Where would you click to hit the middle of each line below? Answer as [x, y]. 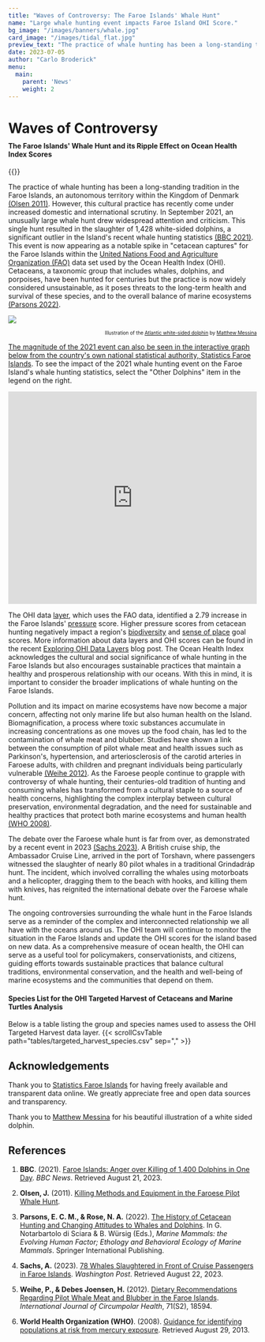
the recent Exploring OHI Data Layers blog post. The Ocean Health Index [126, 649]
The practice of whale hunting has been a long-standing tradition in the [124, 187]
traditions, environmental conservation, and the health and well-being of [125, 972]
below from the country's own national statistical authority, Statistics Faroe [129, 356]
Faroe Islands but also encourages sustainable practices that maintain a [125, 665]
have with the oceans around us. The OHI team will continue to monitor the [130, 930]
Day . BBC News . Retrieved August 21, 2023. [91, 1178]
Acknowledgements [59, 1066]
